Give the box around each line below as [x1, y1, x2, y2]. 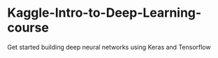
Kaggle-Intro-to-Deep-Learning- [7, 5, 202, 21]
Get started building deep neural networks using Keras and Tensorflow [7, 43, 211, 51]
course [7, 20, 49, 36]
